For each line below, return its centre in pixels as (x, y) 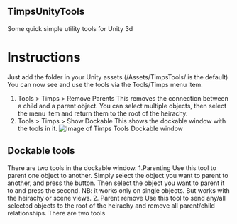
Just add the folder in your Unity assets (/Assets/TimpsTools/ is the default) (118, 77)
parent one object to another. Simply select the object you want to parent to (118, 175)
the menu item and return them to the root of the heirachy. (103, 113)
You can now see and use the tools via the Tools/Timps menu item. (105, 84)
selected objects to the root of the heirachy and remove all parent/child (111, 206)
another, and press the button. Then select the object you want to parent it (116, 183)
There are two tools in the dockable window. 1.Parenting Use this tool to (112, 168)
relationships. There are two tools (56, 213)
